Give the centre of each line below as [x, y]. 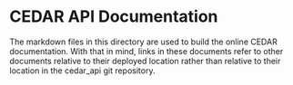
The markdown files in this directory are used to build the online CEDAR [143, 42]
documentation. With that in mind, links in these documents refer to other [146, 51]
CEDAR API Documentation [114, 17]
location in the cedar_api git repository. [82, 71]
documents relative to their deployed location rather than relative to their [145, 61]
